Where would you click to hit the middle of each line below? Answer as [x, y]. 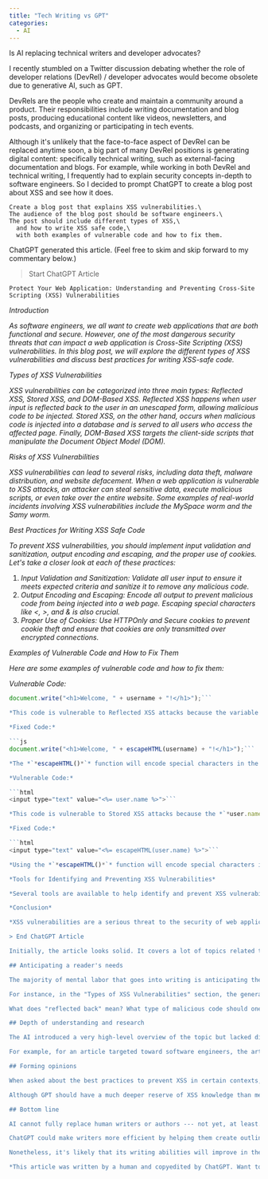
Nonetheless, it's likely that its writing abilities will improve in [128, 1153]
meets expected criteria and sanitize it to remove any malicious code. [135, 586]
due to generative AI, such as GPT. [66, 85]
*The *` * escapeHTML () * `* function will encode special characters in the [134, 763]
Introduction [29, 310]
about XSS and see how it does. [61, 193]
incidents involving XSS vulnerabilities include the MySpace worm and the [131, 507]
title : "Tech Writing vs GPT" [59, 16]
